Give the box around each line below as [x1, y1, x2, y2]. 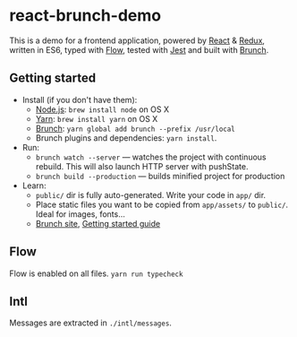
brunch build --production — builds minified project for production [35, 170, 285, 181]
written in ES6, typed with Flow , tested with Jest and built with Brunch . [9, 44, 269, 55]
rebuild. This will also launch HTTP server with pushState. [35, 160, 249, 171]
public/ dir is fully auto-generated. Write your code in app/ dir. [35, 189, 267, 200]
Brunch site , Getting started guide [35, 218, 161, 229]
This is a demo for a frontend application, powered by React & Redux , [9, 35, 266, 46]
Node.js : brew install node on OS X [35, 104, 170, 115]
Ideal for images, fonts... [35, 208, 125, 220]
